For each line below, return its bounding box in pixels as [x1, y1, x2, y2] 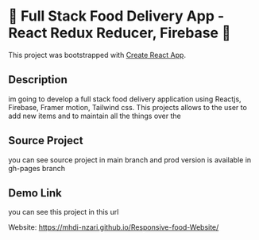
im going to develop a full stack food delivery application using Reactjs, [8, 94, 242, 104]
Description [8, 73, 68, 86]
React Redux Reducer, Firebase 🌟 [8, 24, 231, 42]
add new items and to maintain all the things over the [8, 111, 181, 120]
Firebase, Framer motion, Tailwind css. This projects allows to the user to [8, 102, 248, 112]
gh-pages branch [8, 163, 66, 173]
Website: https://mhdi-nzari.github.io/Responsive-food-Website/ [8, 223, 219, 232]
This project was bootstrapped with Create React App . [8, 50, 187, 59]
